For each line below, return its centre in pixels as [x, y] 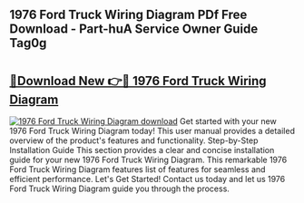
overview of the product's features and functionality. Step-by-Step [134, 140]
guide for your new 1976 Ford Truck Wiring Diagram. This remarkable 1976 [148, 159]
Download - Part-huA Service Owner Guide [134, 29]
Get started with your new [228, 121]
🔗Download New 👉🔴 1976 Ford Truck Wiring [138, 81]
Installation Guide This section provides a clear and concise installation [142, 150]
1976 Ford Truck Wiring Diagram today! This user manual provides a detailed [152, 131]
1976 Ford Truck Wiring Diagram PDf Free [128, 15]
